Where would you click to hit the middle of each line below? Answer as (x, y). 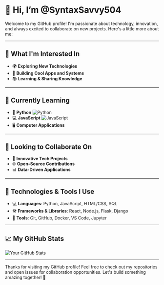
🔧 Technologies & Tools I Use (50, 191)
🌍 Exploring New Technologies (45, 66)
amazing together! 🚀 (25, 277)
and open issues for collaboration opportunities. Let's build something (76, 272)
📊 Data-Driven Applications (41, 170)
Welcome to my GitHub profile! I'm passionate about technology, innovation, (82, 24)
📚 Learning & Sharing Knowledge (47, 78)
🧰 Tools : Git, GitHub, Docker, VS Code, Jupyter (59, 218)
